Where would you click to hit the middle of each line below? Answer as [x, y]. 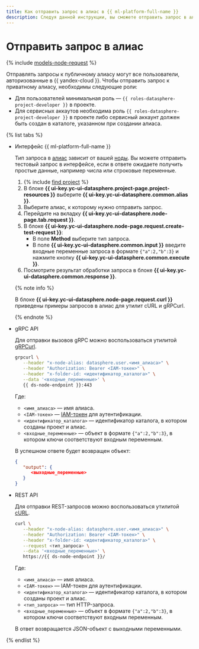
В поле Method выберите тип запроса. [81, 239]
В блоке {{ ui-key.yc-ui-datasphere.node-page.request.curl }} [94, 299]
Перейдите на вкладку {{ [55, 213]
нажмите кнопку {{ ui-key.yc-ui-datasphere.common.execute [111, 258]
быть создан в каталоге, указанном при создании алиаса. [88, 124]
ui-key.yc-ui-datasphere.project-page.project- [110, 188]
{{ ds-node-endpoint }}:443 [57, 385]
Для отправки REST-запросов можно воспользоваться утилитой [97, 507]
